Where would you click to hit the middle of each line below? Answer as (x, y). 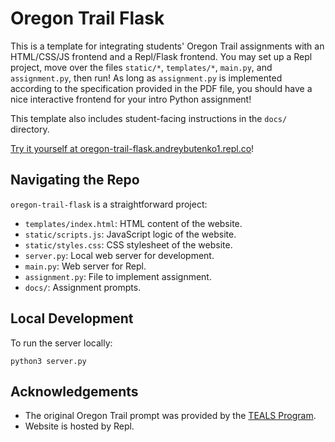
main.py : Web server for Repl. (85, 266)
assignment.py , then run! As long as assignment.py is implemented (146, 78)
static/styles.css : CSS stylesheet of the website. (128, 244)
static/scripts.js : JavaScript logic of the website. (130, 234)
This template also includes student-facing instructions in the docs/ (149, 118)
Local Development (72, 318)
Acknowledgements (74, 391)
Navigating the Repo (75, 180)
